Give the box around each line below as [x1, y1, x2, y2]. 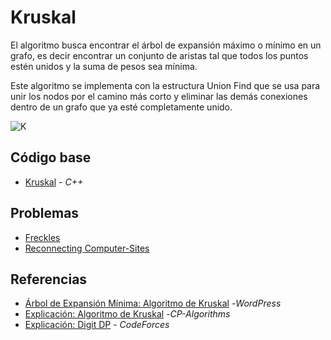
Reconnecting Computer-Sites [24, 242, 150, 254]
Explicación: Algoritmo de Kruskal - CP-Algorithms [24, 308, 231, 320]
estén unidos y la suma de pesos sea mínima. [10, 60, 198, 72]
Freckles [24, 231, 61, 243]
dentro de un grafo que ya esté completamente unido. [10, 101, 233, 113]
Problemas [10, 205, 80, 222]
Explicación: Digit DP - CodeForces [24, 319, 170, 331]
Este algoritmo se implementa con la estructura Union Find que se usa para [10, 79, 321, 91]
